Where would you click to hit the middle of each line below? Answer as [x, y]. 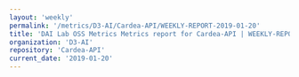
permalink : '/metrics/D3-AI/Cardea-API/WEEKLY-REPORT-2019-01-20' [135, 26]
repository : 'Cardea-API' [57, 50]
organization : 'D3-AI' [51, 42]
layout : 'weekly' [41, 17]
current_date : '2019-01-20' [61, 58]
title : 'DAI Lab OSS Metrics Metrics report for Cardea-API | [127, 34]
